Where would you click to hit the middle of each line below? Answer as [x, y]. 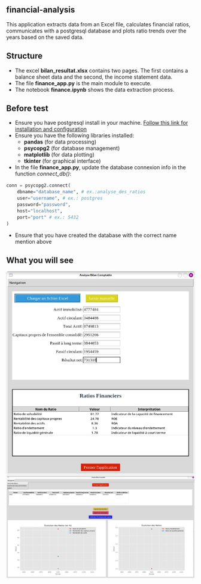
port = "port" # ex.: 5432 [48, 217]
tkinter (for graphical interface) [62, 161]
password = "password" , [44, 205]
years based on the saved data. [45, 37]
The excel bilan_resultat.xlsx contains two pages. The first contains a [101, 70]
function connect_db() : [43, 174]
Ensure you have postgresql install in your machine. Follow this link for [101, 123]
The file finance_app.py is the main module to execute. [83, 83]
